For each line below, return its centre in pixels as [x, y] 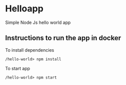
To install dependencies [30, 50]
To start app [18, 68]
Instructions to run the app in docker [63, 38]
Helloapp [24, 9]
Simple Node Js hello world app [38, 22]
